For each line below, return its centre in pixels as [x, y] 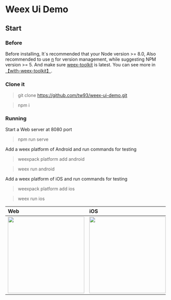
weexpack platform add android [51, 159]
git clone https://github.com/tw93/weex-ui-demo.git [73, 95]
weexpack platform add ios [46, 189]
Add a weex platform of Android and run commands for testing [71, 149]
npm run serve [33, 139]
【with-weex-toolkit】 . [29, 70]
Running [16, 118]
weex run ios [31, 199]
